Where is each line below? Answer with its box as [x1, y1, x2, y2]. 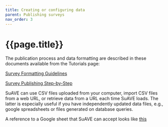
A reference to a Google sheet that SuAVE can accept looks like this [5, 116, 147, 122]
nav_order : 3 [5, 17, 33, 22]
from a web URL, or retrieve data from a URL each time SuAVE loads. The [5, 96, 159, 102]
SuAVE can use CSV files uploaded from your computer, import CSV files [5, 90, 158, 96]
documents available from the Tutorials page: [5, 61, 100, 67]
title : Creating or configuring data [5, 7, 85, 13]
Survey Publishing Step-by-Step [5, 80, 73, 87]
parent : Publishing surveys [5, 12, 65, 17]
